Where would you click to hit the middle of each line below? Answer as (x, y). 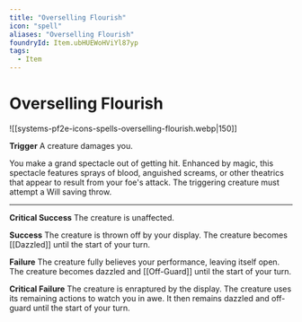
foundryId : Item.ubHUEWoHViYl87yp (74, 43)
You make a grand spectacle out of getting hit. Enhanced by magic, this (142, 163)
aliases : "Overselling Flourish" (72, 34)
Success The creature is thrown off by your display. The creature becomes (148, 235)
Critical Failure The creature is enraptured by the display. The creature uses (151, 289)
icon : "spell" (36, 26)
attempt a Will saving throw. (61, 191)
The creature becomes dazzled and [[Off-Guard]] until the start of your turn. (151, 271)
